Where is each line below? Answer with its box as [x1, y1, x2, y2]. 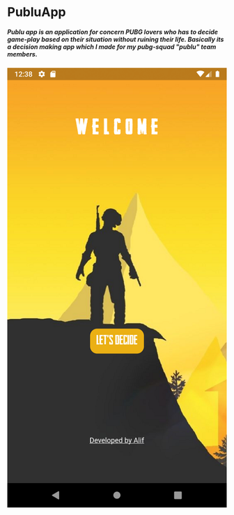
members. [7, 50, 38, 58]
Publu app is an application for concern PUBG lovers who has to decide [7, 27, 218, 36]
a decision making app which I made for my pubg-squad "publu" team [7, 43, 217, 51]
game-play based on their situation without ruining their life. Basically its [7, 35, 224, 43]
